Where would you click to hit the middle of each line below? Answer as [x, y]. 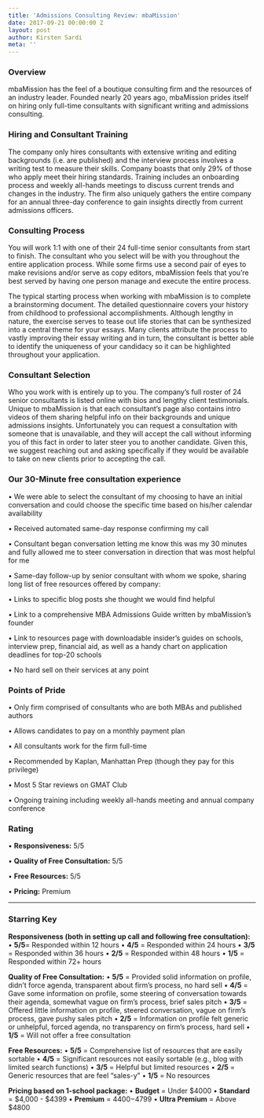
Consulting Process [46, 230]
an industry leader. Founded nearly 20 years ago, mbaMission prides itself [128, 97]
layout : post [29, 30]
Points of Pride [37, 690]
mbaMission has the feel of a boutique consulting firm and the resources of [130, 89]
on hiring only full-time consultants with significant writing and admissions [128, 106]
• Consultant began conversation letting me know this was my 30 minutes [128, 544]
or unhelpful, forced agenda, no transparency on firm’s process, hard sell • [129, 1027]
